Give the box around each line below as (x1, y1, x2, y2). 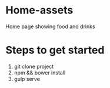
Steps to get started (5, 43, 105, 57)
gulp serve (14, 75, 41, 82)
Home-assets (5, 4, 74, 17)
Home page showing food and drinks (5, 23, 95, 30)
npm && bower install (14, 69, 66, 76)
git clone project (14, 63, 54, 70)
